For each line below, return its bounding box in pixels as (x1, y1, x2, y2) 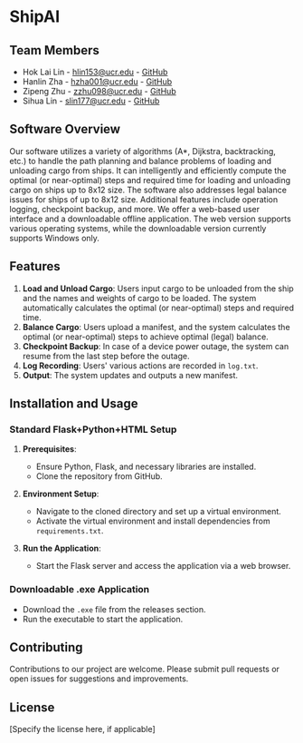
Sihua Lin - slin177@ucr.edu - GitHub (22, 95, 160, 106)
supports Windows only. (9, 232, 99, 243)
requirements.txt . (35, 525, 104, 536)
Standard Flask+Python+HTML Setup (9, 423, 177, 435)
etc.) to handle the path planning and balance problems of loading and (9, 155, 272, 166)
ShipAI (9, 6, 61, 27)
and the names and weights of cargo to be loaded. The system (22, 292, 257, 303)
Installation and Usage (9, 396, 138, 412)
